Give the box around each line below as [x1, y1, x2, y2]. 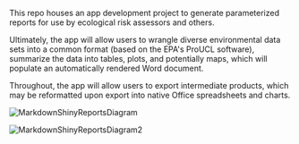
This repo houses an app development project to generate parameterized [9, 8, 280, 18]
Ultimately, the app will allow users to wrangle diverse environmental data [9, 35, 281, 45]
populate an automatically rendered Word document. [9, 63, 204, 73]
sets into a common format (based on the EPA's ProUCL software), [9, 44, 255, 55]
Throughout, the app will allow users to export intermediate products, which [9, 80, 289, 90]
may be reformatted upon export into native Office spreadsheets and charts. [9, 89, 291, 100]
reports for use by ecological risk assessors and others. [9, 17, 215, 28]
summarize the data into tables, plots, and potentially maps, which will [9, 54, 268, 64]
